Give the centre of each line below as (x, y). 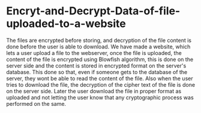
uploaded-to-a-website (66, 24)
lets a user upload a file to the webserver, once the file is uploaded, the (94, 53)
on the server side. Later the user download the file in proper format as (94, 91)
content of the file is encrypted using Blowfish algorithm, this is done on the (100, 59)
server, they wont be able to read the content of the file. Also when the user (100, 78)
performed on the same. (36, 103)
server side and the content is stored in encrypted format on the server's (96, 65)
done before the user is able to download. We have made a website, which (98, 47)
